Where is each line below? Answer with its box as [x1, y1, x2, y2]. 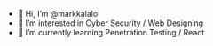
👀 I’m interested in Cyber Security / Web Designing [17, 18, 204, 28]
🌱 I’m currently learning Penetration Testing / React [17, 27, 205, 37]
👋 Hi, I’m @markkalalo [17, 9, 99, 19]
